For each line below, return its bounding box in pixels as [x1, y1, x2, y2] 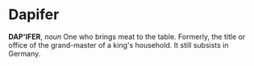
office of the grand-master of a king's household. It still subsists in [8, 40, 229, 49]
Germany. [8, 49, 41, 58]
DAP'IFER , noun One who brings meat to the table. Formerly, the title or [8, 32, 246, 41]
